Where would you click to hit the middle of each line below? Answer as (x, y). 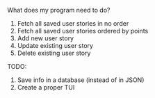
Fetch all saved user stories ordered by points (83, 31)
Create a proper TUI (46, 87)
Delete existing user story (54, 53)
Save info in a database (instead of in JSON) (81, 80)
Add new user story (46, 38)
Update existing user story (55, 46)
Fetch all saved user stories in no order (73, 23)
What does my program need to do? (59, 10)
